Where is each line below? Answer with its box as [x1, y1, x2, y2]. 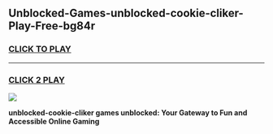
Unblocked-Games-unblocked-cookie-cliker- [8, 6, 244, 20]
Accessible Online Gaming [8, 116, 100, 126]
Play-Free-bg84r [8, 19, 96, 33]
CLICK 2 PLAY [8, 74, 65, 85]
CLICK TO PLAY [8, 44, 71, 55]
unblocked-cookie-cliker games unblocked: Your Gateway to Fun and [8, 107, 248, 117]
